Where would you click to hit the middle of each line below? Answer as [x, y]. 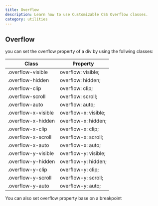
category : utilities [27, 19]
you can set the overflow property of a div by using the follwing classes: [79, 51]
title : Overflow [22, 10]
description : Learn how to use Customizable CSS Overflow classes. [77, 14]
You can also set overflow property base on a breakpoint [64, 198]
